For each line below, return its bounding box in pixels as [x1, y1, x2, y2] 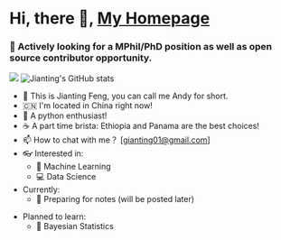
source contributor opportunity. [9, 51, 153, 64]
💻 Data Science [35, 171, 97, 182]
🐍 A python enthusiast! [22, 110, 108, 121]
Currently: [22, 184, 61, 195]
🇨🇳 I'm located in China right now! [22, 100, 154, 111]
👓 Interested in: [22, 148, 84, 159]
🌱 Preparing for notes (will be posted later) [35, 194, 195, 205]
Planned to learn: [22, 211, 87, 222]
